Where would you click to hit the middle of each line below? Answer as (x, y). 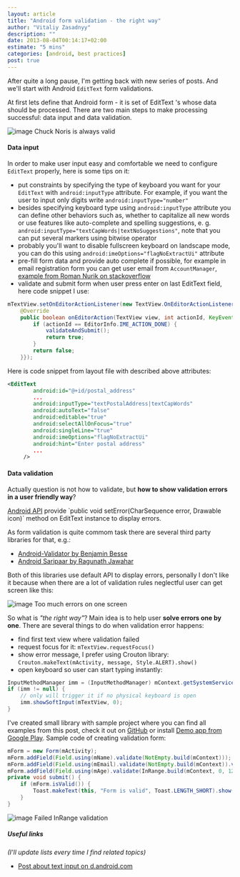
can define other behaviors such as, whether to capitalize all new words (124, 215)
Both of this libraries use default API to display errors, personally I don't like (119, 575)
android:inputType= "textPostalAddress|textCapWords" (113, 404)
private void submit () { (44, 778)
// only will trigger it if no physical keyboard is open (108, 696)
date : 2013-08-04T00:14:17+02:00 (57, 41)
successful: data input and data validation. (70, 117)
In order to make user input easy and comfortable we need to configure (112, 163)
